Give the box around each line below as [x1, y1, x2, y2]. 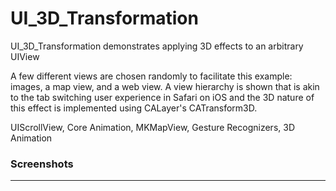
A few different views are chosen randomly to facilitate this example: [10, 70, 293, 82]
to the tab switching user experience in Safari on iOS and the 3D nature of [10, 91, 315, 103]
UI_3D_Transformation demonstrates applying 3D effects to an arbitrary [10, 40, 304, 52]
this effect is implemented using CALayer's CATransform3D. [10, 102, 258, 114]
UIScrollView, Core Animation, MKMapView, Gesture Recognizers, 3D [10, 121, 295, 133]
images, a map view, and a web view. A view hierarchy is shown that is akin [10, 80, 320, 92]
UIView [10, 50, 40, 62]
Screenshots [10, 157, 74, 171]
